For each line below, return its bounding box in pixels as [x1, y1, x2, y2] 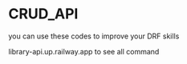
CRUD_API [8, 5, 79, 23]
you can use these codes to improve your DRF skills [8, 31, 180, 41]
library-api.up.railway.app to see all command [8, 46, 160, 56]
